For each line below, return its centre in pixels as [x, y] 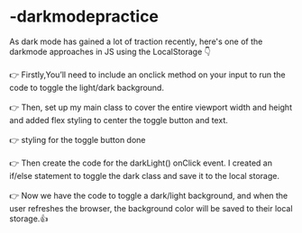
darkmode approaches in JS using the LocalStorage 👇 [110, 51]
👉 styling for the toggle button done [78, 139]
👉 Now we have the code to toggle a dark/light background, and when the [149, 195]
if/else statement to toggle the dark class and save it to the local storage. [145, 175]
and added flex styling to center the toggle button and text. [119, 120]
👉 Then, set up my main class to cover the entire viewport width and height [151, 107]
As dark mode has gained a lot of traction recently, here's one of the [136, 41]
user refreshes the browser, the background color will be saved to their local [151, 208]
